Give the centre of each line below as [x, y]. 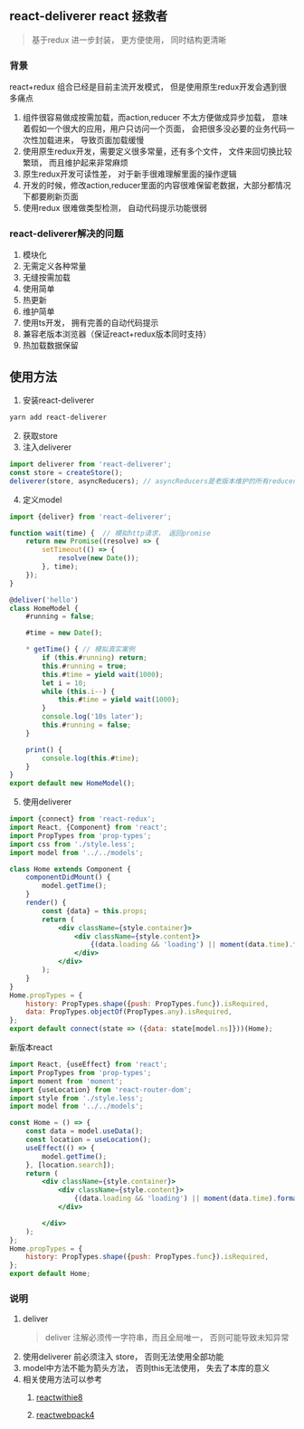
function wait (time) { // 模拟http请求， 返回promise [110, 533]
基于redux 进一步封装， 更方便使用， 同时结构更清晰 [129, 40]
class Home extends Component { [70, 869]
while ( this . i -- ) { [79, 691]
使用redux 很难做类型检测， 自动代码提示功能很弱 [115, 208]
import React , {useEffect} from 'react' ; [89, 1065]
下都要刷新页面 [50, 196]
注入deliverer [47, 447]
